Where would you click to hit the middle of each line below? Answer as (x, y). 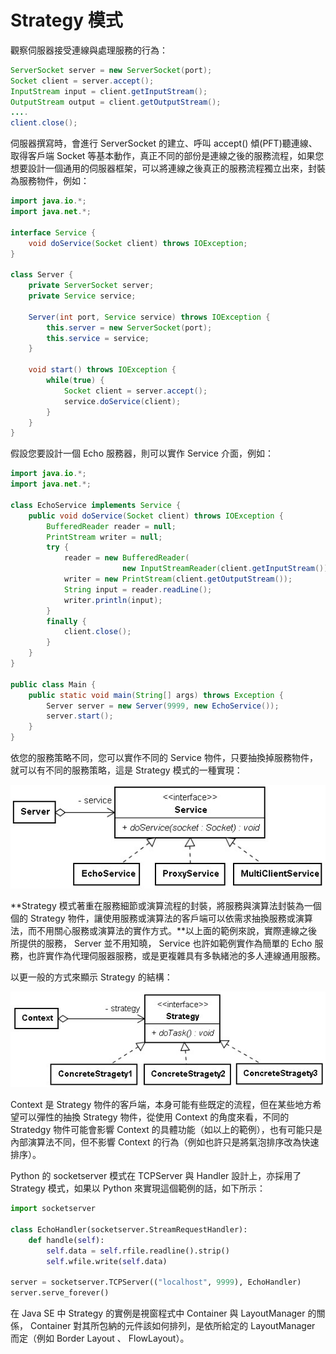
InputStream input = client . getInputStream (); (109, 91)
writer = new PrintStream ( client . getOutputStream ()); (178, 579)
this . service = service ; (98, 338)
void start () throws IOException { (102, 370)
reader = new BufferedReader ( (126, 558)
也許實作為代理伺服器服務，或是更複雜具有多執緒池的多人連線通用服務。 (176, 956)
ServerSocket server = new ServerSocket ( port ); (111, 70)
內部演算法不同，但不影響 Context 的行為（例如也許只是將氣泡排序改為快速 (165, 1142)
